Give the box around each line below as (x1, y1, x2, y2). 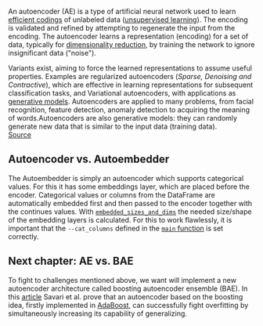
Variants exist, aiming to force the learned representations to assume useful (8, 63, 253, 73)
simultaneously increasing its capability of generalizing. (8, 309, 188, 318)
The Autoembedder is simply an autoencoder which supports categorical (8, 173, 244, 183)
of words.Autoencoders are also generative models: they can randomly (8, 114, 237, 122)
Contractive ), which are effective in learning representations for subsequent (8, 80, 253, 89)
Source (8, 130, 31, 139)
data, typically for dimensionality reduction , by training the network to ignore (8, 40, 255, 49)
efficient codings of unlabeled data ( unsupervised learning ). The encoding (8, 15, 248, 24)
